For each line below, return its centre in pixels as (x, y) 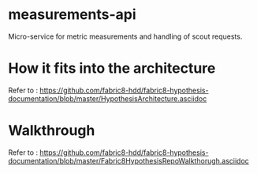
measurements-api (72, 15)
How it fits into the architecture (112, 68)
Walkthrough (52, 131)
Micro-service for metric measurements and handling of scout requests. (125, 36)
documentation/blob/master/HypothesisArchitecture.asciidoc (108, 98)
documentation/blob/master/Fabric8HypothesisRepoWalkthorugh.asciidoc (129, 160)
